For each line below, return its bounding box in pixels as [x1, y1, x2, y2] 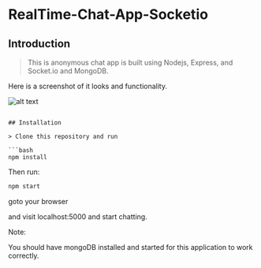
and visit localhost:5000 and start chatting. [8, 211, 147, 221]
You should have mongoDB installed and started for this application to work [8, 242, 254, 251]
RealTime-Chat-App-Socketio [8, 6, 209, 24]
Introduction [8, 37, 71, 50]
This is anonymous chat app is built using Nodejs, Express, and [27, 58, 233, 67]
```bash [8, 147, 34, 154]
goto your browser [8, 196, 69, 206]
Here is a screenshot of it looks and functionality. [8, 81, 168, 91]
